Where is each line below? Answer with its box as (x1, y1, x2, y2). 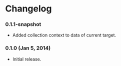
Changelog (5, 3, 52, 14)
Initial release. (12, 56, 41, 62)
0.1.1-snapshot (5, 21, 41, 28)
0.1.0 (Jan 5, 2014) (5, 44, 51, 51)
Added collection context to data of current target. (12, 32, 116, 38)
